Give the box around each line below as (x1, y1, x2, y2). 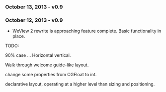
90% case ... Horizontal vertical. (5, 52, 71, 58)
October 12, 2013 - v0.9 (5, 16, 63, 23)
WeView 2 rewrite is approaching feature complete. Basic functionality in (12, 28, 162, 34)
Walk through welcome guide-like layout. (5, 62, 89, 68)
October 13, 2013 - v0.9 (5, 3, 63, 10)
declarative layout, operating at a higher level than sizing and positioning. (5, 81, 155, 87)
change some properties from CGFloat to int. (5, 72, 97, 78)
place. (12, 33, 25, 39)
